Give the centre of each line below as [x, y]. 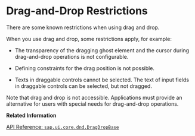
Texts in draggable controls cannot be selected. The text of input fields [102, 80]
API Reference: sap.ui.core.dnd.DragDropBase [63, 126]
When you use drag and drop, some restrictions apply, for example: [89, 39]
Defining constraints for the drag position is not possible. [85, 68]
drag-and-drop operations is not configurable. [72, 56]
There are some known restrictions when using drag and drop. [83, 27]
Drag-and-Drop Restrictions [77, 11]
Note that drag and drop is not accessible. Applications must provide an [95, 97]
